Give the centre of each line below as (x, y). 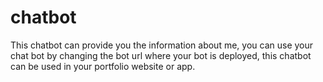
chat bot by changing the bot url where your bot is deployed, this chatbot (161, 55)
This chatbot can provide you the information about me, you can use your (162, 45)
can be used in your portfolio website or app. (103, 66)
